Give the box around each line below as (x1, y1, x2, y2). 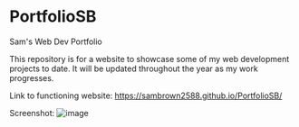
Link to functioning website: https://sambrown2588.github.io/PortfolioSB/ (9, 90, 283, 101)
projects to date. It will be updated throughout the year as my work (9, 63, 258, 74)
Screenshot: (9, 107, 55, 118)
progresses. (9, 72, 54, 83)
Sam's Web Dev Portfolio (9, 36, 102, 47)
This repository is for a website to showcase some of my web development (9, 53, 290, 64)
